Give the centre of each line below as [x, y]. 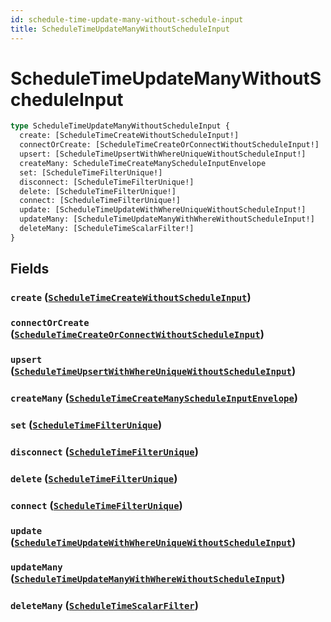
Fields [30, 269]
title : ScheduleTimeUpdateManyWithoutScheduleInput [120, 29]
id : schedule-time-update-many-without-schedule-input [127, 19]
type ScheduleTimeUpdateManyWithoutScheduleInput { [120, 126]
